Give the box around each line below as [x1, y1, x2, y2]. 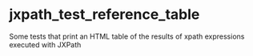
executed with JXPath [9, 39, 82, 49]
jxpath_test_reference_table [9, 6, 200, 24]
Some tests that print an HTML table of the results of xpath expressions [9, 32, 245, 41]
